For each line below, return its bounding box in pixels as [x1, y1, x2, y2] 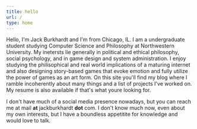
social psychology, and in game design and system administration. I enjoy [6, 55, 186, 62]
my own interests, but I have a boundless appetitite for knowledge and [6, 111, 178, 118]
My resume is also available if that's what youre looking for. [6, 87, 151, 94]
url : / [6, 14, 23, 20]
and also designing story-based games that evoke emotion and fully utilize [6, 68, 188, 75]
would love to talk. [6, 117, 51, 124]
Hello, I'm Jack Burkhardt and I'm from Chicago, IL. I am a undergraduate [6, 36, 185, 43]
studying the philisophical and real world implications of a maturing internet [6, 61, 191, 68]
